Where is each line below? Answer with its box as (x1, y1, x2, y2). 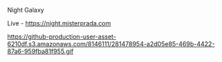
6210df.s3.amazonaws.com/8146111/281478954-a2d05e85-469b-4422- (7, 40, 215, 48)
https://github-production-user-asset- (7, 32, 117, 41)
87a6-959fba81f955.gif (7, 48, 74, 55)
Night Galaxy (7, 6, 45, 14)
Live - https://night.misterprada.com (7, 19, 111, 27)
